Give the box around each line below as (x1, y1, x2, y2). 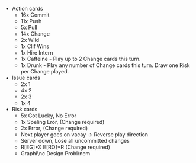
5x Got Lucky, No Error (20, 112, 77, 119)
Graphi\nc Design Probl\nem (20, 150, 91, 156)
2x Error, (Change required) (20, 124, 88, 132)
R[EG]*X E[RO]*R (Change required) (20, 143, 111, 151)
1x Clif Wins (20, 43, 49, 50)
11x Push (20, 18, 42, 24)
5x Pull (20, 24, 37, 31)
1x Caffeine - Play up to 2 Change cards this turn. (20, 56, 141, 62)
